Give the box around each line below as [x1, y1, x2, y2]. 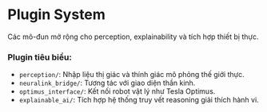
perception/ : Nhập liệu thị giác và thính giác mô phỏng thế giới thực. [18, 70, 245, 79]
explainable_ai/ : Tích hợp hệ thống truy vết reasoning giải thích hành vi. [18, 95, 259, 105]
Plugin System [7, 6, 106, 24]
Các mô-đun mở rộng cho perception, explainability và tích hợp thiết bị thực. [7, 32, 259, 41]
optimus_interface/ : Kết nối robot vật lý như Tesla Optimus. [18, 87, 216, 96]
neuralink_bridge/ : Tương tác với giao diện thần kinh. [18, 78, 196, 88]
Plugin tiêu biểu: [7, 52, 73, 63]
